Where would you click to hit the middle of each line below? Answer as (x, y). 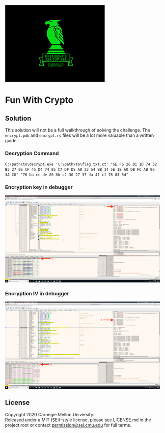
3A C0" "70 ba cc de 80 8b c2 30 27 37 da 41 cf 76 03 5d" (67, 175)
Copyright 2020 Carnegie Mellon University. (50, 414)
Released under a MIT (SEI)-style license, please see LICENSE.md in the (78, 420)
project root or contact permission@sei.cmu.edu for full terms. (68, 425)
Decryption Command (32, 153)
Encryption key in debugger (39, 187)
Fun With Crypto (39, 100)
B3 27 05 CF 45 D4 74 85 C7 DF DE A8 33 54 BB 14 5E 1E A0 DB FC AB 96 (80, 170)
